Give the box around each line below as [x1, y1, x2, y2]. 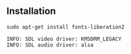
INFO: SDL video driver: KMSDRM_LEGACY [6, 36, 122, 42]
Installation [6, 5, 56, 17]
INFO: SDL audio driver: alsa [6, 41, 94, 49]
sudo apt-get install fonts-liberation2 [6, 23, 125, 30]
